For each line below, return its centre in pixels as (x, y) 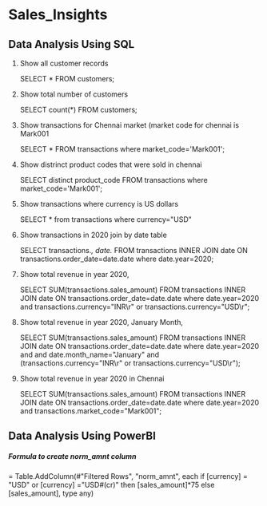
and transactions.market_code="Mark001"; (91, 411)
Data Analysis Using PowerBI (82, 436)
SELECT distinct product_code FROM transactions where (114, 180)
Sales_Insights (58, 15)
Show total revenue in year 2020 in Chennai (92, 378)
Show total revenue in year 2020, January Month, (102, 322)
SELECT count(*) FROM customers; (78, 110)
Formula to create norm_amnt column (73, 456)
